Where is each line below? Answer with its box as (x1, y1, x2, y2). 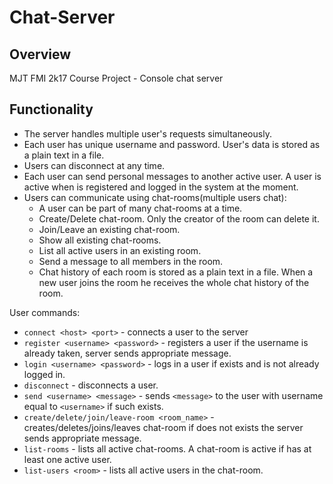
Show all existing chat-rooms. (38, 234, 162, 246)
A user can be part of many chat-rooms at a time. (38, 202, 243, 214)
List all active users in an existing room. (38, 244, 202, 256)
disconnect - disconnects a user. (23, 379, 159, 391)
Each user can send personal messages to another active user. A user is (23, 170, 322, 182)
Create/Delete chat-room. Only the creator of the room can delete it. (38, 212, 320, 225)
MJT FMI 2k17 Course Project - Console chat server (9, 72, 224, 84)
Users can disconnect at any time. (23, 159, 166, 171)
